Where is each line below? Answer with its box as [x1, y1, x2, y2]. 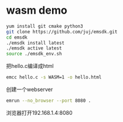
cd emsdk [6, 34, 28, 40]
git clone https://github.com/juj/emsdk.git [6, 29, 118, 35]
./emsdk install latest [6, 40, 65, 46]
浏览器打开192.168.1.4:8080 [6, 109, 73, 116]
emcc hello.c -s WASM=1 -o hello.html [6, 74, 102, 80]
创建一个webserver [6, 86, 53, 93]
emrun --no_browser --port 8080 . [6, 98, 92, 104]
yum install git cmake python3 [6, 23, 83, 29]
